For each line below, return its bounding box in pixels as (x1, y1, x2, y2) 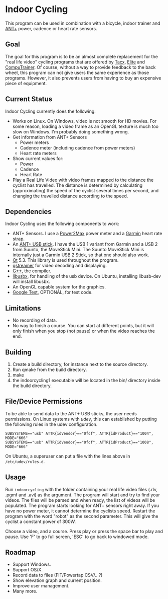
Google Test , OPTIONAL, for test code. (12, 289, 93, 295)
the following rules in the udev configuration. (5, 421, 98, 427)
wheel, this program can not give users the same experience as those (5, 69, 149, 76)
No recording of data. (12, 317, 57, 323)
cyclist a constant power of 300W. (5, 518, 76, 525)
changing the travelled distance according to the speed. (12, 193, 128, 199)
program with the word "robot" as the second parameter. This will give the (5, 513, 158, 519)
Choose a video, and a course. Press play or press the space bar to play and (5, 528, 163, 534)
